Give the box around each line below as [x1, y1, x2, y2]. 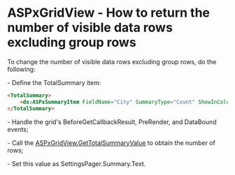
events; [7, 125, 29, 133]
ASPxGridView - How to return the [7, 5, 211, 21]
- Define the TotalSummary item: [7, 78, 101, 86]
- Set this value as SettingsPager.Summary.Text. [7, 159, 146, 168]
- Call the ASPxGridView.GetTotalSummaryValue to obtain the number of [7, 138, 215, 147]
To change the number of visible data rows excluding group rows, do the [7, 57, 217, 66]
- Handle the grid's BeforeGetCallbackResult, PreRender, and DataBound [7, 117, 217, 126]
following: [7, 65, 36, 73]
